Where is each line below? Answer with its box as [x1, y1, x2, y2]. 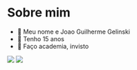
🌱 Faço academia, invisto [17, 42, 89, 50]
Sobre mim [7, 5, 71, 21]
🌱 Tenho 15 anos [17, 34, 64, 43]
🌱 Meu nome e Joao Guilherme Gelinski [17, 27, 130, 36]
